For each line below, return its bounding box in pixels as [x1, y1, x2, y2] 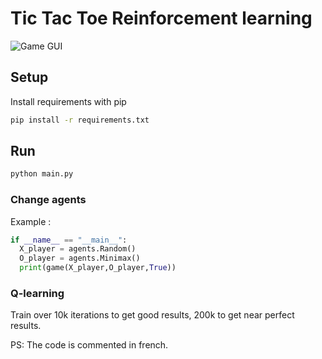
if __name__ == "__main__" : [10, 235, 128, 245]
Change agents [10, 193, 87, 207]
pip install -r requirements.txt [10, 115, 150, 125]
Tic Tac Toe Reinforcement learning [10, 7, 313, 30]
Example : [10, 215, 52, 227]
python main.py [10, 169, 74, 179]
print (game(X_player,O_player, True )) [19, 263, 177, 273]
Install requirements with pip [10, 95, 127, 107]
